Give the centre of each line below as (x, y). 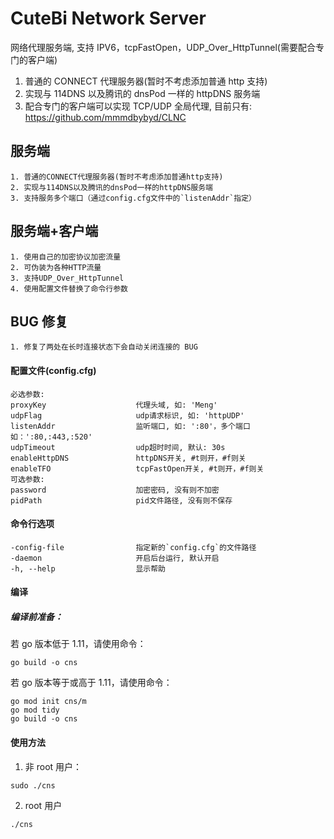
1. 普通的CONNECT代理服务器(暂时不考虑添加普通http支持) (117, 177)
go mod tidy (35, 710)
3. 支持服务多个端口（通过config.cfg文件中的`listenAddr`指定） (133, 198)
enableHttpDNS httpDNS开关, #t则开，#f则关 (128, 458)
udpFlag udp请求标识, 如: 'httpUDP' (127, 415)
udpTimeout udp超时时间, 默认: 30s (118, 447)
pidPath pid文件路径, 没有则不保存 (121, 500)
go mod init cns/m (48, 702)
